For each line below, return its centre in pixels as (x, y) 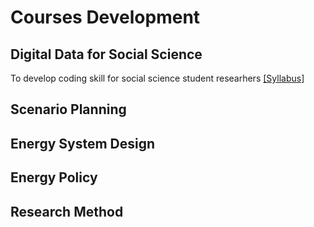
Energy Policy (54, 177)
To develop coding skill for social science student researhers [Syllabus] (157, 78)
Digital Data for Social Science (106, 54)
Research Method (67, 211)
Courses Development (105, 17)
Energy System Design (83, 143)
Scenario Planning (68, 109)
